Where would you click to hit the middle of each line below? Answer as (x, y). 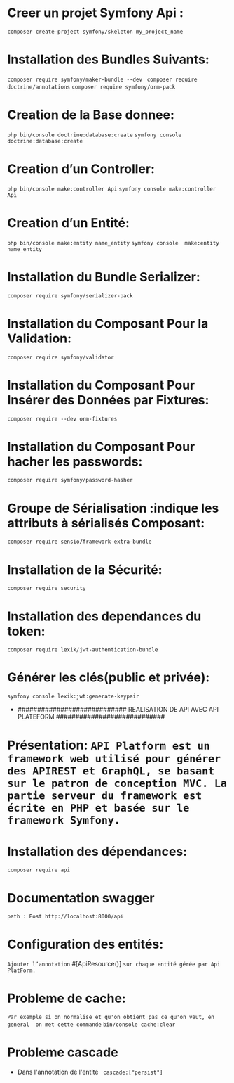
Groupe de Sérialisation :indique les (113, 508)
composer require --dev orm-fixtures (62, 419)
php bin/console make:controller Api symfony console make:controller (112, 189)
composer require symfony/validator (61, 357)
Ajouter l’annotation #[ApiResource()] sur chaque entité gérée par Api (114, 964)
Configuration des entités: (85, 944)
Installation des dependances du (104, 616)
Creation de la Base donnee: (91, 115)
